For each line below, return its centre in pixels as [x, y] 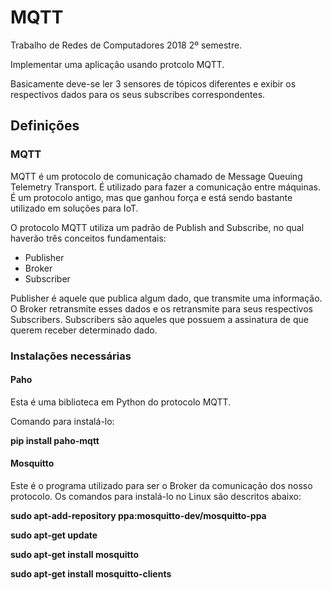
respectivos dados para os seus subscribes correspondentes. [138, 94]
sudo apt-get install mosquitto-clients [91, 573]
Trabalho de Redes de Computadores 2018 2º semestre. [126, 45]
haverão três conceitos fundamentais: [88, 238]
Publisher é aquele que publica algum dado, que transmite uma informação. [166, 298]
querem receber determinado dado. [84, 330]
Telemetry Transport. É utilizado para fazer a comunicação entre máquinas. [166, 187]
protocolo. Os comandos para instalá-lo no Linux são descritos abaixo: [156, 496]
